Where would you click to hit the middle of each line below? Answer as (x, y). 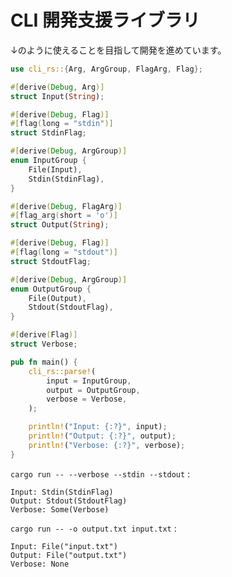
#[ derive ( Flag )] (44, 335)
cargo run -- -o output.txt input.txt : (93, 528)
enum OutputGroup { (51, 289)
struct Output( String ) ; (60, 225)
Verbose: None (40, 564)
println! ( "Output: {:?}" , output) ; (102, 436)
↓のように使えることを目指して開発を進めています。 (118, 50)
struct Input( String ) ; (57, 96)
